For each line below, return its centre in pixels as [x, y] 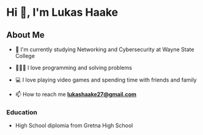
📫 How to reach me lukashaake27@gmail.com [76, 94]
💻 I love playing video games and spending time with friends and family [106, 80]
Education [22, 112]
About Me [25, 35]
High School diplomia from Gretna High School [74, 126]
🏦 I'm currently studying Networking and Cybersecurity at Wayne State [105, 49]
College [25, 56]
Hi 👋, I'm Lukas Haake [62, 12]
